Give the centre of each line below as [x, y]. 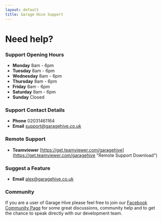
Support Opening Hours [35, 54]
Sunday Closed [28, 97]
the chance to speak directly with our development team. [64, 213]
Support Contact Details [35, 110]
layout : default [22, 10]
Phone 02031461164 [33, 121]
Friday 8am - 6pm [31, 86]
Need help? [29, 39]
